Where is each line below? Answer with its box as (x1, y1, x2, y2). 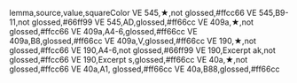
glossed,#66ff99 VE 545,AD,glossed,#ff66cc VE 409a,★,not (31, 17, 254, 27)
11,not (9, 17, 30, 27)
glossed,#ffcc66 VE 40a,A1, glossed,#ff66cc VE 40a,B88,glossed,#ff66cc (9, 64, 280, 74)
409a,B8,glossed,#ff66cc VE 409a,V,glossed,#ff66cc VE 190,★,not (9, 35, 257, 46)
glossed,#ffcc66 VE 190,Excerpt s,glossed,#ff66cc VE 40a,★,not (9, 55, 248, 64)
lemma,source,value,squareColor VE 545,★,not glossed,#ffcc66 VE (9, 8, 257, 18)
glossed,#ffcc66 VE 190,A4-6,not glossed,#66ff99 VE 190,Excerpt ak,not (9, 45, 277, 56)
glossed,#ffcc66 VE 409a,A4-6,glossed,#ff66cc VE (9, 26, 198, 36)
